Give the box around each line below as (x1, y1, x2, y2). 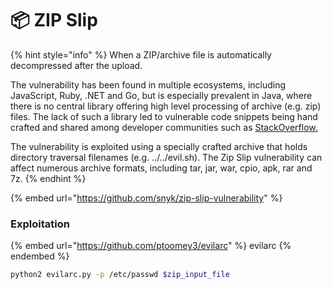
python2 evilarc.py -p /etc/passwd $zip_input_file (10, 270, 230, 280)
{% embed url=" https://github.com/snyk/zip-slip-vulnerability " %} (10, 192, 283, 204)
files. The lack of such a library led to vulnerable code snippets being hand (10, 110, 318, 122)
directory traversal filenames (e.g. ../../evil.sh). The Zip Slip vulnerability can (10, 151, 323, 163)
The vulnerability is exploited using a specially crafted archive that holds (10, 140, 308, 152)
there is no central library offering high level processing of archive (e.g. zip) (10, 100, 322, 112)
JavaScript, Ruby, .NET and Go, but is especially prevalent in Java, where (10, 89, 313, 101)
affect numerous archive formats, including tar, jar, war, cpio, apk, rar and (10, 162, 313, 174)
